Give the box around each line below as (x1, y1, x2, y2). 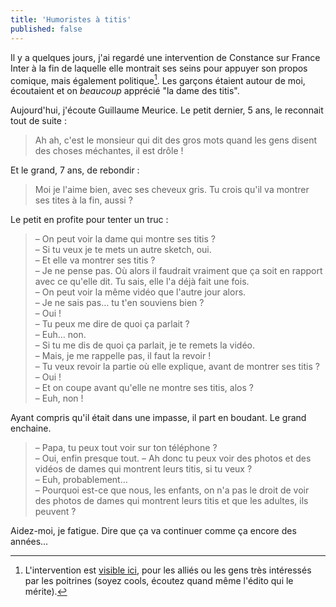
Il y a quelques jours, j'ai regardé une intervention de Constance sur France (10, 51, 321, 63)
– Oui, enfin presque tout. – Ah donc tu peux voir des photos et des (34, 452, 312, 465)
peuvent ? (34, 506, 77, 518)
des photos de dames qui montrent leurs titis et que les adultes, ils (34, 495, 309, 507)
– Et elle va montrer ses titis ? (34, 254, 156, 266)
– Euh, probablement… (34, 474, 128, 486)
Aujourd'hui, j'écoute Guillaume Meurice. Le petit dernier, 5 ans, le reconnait (10, 104, 324, 116)
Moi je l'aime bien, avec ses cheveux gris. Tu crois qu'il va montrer (34, 184, 310, 196)
